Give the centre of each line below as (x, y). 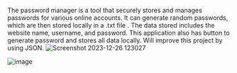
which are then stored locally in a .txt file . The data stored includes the (111, 25)
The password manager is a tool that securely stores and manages (105, 10)
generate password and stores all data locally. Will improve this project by (115, 40)
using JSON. (26, 48)
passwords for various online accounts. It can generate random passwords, (118, 18)
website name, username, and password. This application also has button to (118, 33)
